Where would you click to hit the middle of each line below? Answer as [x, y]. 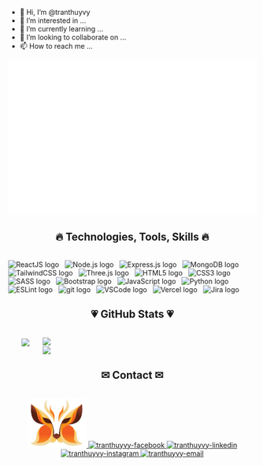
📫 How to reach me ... [56, 46]
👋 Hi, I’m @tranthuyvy [55, 12]
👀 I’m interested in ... [53, 20]
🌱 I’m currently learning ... [61, 29]
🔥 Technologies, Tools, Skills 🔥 [132, 237]
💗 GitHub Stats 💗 [132, 314]
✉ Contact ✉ [132, 375]
